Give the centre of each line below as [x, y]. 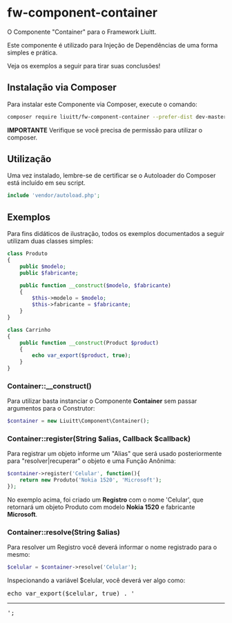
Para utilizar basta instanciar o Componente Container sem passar [102, 401]
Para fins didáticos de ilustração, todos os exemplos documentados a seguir [116, 234]
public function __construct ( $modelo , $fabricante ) [95, 285]
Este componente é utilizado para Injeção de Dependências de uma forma [113, 45]
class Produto [28, 254]
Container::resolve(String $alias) [64, 533]
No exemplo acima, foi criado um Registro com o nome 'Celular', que [105, 500]
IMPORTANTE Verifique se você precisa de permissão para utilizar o [105, 130]
